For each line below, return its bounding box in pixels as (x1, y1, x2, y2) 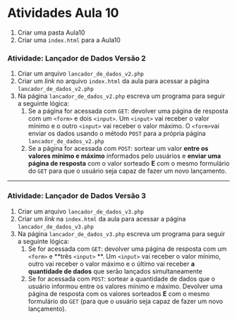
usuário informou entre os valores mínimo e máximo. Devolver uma (28, 282, 224, 290)
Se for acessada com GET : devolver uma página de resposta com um (28, 245, 227, 253)
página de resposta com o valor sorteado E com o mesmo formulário (28, 159, 230, 168)
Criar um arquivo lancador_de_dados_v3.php (17, 207, 145, 216)
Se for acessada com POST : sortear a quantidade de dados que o (28, 274, 215, 283)
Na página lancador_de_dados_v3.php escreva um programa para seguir (17, 229, 226, 238)
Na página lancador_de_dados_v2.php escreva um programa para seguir (17, 92, 226, 100)
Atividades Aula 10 (7, 5, 119, 21)
